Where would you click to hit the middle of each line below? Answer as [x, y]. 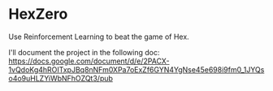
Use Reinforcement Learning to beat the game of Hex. [99, 37]
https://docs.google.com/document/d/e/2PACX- [89, 61]
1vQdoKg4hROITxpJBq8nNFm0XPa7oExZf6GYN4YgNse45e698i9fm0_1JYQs [136, 69]
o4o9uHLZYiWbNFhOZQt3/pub [61, 78]
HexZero [38, 14]
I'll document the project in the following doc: [84, 52]
